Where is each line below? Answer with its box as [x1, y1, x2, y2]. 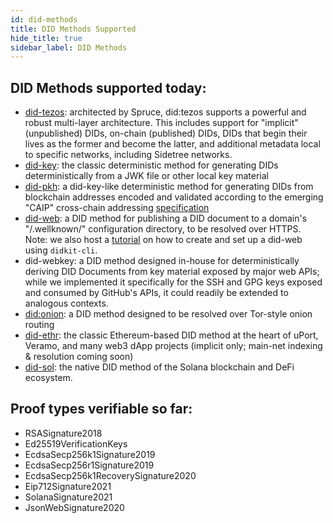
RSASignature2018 [24, 427, 103, 439]
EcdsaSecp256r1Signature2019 [24, 459, 155, 471]
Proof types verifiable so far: [10, 401, 193, 418]
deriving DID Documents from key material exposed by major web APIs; [24, 266, 320, 278]
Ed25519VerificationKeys [24, 437, 128, 450]
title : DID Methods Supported [10, 24, 137, 34]
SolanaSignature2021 [24, 491, 113, 503]
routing [24, 319, 55, 331]
